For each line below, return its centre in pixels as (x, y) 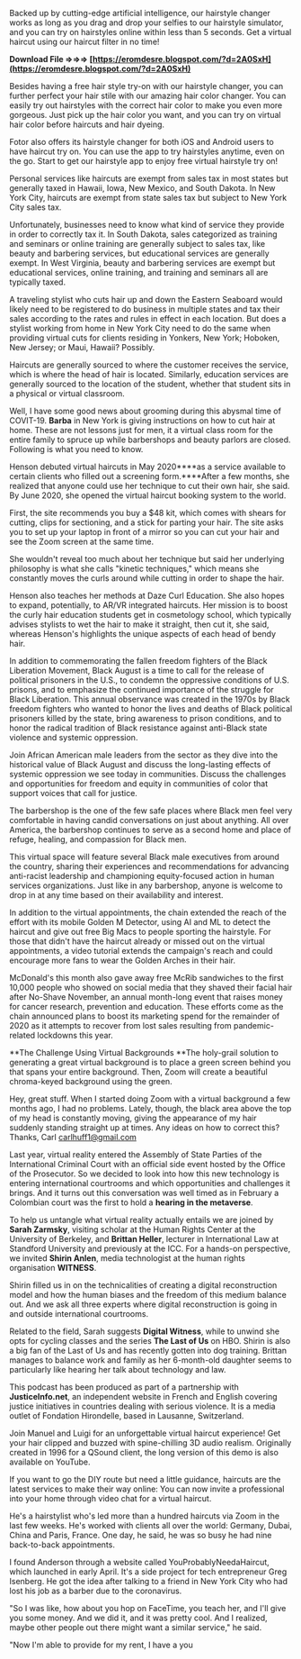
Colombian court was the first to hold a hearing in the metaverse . (131, 1202)
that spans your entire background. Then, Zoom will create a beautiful (138, 1072)
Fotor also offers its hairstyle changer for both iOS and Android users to (142, 142)
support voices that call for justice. (73, 793)
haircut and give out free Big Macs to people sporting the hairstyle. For (140, 932)
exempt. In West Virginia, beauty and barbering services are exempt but (142, 263)
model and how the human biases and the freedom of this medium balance (148, 1295)
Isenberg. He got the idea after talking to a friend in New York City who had (149, 1581)
